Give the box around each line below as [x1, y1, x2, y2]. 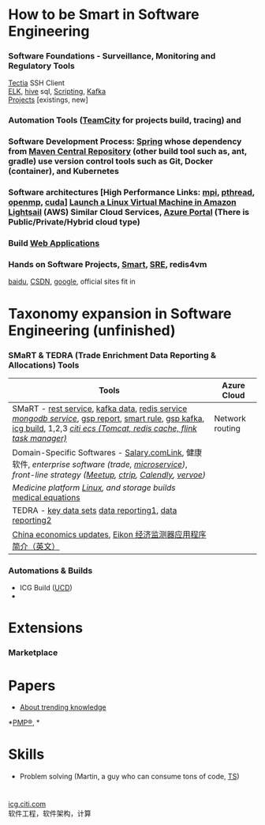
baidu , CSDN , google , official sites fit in [8, 277, 136, 286]
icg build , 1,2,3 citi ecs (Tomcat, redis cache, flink [12, 423, 197, 434]
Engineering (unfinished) [8, 322, 176, 339]
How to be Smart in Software [8, 6, 200, 24]
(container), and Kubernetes [8, 166, 120, 177]
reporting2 [12, 514, 52, 526]
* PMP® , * [8, 718, 40, 728]
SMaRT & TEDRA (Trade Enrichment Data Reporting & [8, 349, 217, 360]
